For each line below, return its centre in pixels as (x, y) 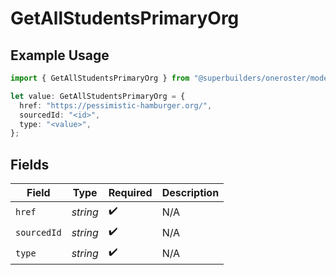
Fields (30, 164)
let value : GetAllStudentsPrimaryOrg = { (98, 96)
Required (130, 193)
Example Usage (60, 55)
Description (190, 193)
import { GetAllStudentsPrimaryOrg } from (100, 78)
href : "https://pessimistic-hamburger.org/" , (116, 105)
